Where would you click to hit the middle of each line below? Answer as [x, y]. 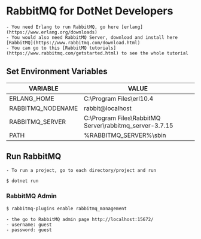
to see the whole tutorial [155, 53]
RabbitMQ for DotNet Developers [90, 11]
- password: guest [29, 230]
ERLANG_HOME [32, 98]
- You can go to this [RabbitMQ [46, 48]
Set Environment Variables [57, 72]
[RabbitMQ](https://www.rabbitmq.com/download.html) [73, 43]
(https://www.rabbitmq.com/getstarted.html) [63, 53]
